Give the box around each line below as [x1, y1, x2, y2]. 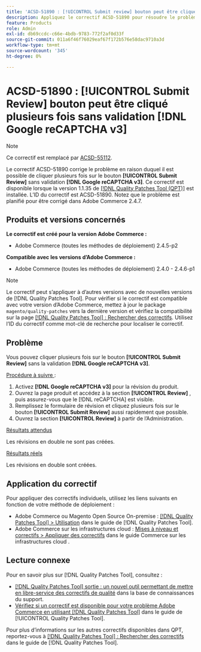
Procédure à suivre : [6, 372, 56, 379]
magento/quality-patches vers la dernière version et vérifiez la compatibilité [6, 308, 193, 315]
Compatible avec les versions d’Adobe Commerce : [6, 254, 136, 261]
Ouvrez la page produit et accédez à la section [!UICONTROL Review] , [14, 390, 191, 397]
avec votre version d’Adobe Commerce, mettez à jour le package [6, 301, 166, 308]
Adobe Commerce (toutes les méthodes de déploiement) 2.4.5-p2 [14, 242, 178, 249]
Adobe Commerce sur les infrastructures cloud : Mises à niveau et [14, 525, 178, 532]
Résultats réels [6, 450, 43, 457]
